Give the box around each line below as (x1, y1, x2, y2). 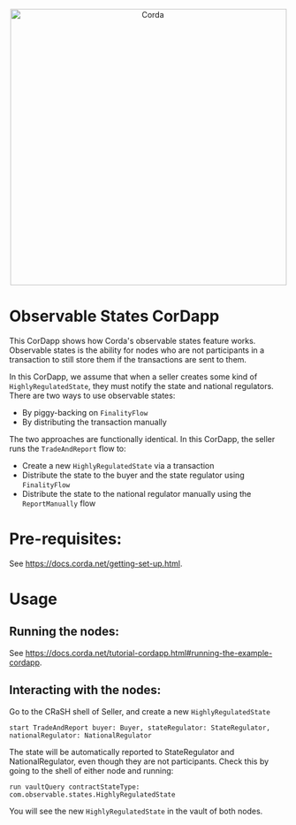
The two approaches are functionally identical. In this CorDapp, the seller (9, 433, 276, 444)
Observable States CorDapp (9, 306, 220, 326)
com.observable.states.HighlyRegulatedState (9, 790, 176, 799)
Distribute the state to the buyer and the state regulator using (21, 470, 245, 480)
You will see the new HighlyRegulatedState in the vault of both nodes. (9, 806, 263, 816)
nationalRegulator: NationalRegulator (9, 730, 152, 740)
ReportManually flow (21, 498, 96, 508)
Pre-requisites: (9, 529, 122, 549)
